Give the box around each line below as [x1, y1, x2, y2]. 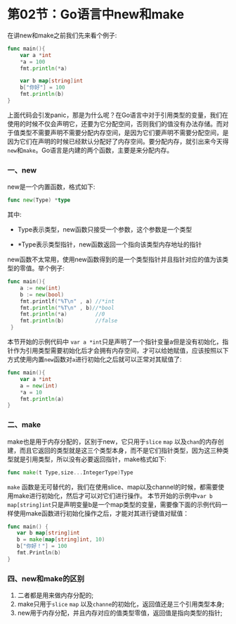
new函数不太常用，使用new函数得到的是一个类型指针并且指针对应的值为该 [7, 255, 223, 264]
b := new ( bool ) [20, 291, 65, 298]
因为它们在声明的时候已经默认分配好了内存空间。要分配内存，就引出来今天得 [7, 137, 229, 145]
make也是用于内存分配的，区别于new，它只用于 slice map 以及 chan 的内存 [7, 437, 218, 446]
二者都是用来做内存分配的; [17, 591, 94, 599]
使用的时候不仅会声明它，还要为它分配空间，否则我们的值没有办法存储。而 [7, 119, 223, 127]
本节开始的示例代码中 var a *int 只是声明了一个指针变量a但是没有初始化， [7, 337, 223, 346]
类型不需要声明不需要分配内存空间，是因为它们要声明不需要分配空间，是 [19, 128, 229, 137]
